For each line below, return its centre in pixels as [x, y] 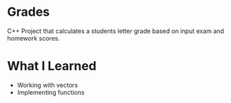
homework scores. [33, 38]
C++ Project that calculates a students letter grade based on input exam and [115, 31]
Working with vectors [47, 85]
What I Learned [52, 66]
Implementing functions [51, 92]
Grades [29, 12]
